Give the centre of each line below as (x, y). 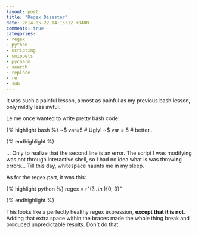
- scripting (21, 51)
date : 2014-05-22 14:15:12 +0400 (48, 23)
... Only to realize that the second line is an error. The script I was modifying (99, 153)
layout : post (22, 12)
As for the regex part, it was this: (46, 177)
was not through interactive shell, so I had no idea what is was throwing (94, 159)
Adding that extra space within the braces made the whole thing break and (98, 218)
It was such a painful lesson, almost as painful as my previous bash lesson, (98, 101)
